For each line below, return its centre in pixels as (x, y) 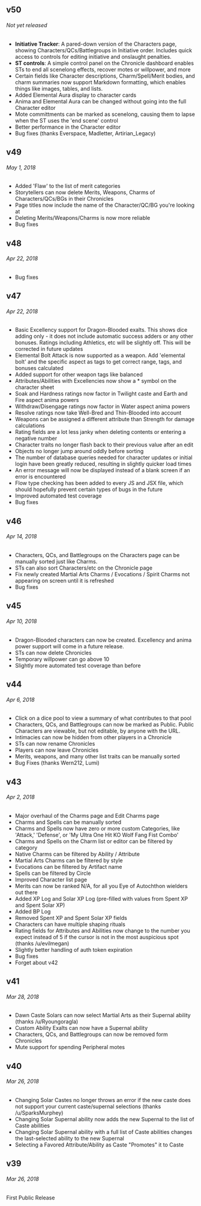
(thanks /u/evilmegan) (42, 943)
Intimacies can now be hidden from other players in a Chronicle (93, 737)
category (26, 847)
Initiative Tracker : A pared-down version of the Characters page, (96, 44)
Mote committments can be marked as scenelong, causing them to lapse (105, 114)
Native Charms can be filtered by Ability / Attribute (77, 854)
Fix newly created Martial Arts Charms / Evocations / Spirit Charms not (102, 574)
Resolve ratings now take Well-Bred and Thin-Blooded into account (98, 413)
